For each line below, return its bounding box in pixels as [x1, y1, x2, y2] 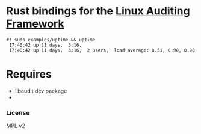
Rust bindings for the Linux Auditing [6, 4, 191, 18]
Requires [6, 67, 52, 81]
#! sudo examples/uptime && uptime [6, 37, 96, 43]
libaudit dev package [14, 87, 67, 94]
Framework [6, 17, 64, 31]
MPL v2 [6, 122, 25, 130]
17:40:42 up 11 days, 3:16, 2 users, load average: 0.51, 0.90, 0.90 [8, 47, 196, 53]
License [6, 108, 30, 117]
